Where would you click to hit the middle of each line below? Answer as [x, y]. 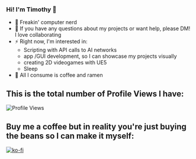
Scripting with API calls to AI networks [70, 50]
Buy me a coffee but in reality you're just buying [96, 126]
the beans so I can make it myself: [70, 136]
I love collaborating [38, 35]
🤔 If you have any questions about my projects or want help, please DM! [102, 28]
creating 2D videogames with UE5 [65, 63]
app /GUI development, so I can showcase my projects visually [100, 56]
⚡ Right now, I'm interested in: [51, 41]
